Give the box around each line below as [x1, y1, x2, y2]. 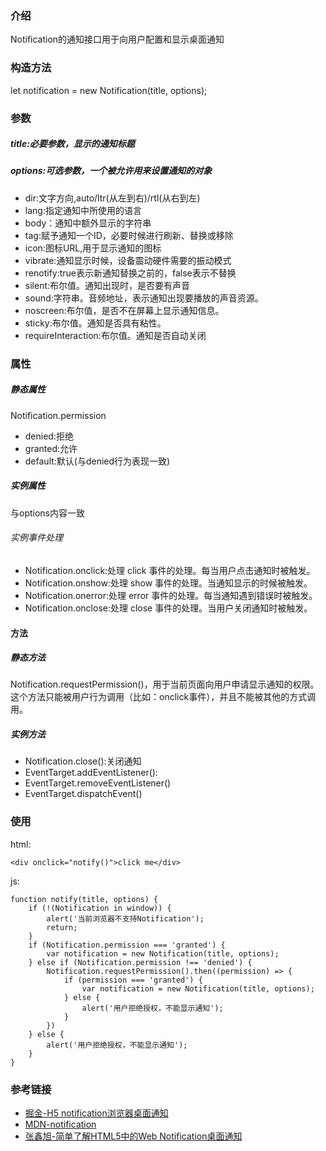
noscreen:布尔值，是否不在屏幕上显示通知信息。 [24, 304, 225, 316]
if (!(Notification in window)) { [28, 903, 172, 913]
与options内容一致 [10, 507, 85, 519]
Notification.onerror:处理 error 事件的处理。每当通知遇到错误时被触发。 [24, 589, 318, 601]
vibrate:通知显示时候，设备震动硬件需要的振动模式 [24, 254, 232, 266]
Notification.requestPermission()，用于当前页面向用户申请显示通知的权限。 [10, 678, 320, 691]
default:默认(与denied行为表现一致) [24, 455, 171, 467]
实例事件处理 [10, 532, 63, 544]
